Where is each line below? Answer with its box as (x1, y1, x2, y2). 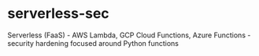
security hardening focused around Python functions (7, 38, 179, 47)
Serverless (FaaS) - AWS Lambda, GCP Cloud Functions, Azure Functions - (7, 30, 251, 40)
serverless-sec (7, 5, 109, 23)
